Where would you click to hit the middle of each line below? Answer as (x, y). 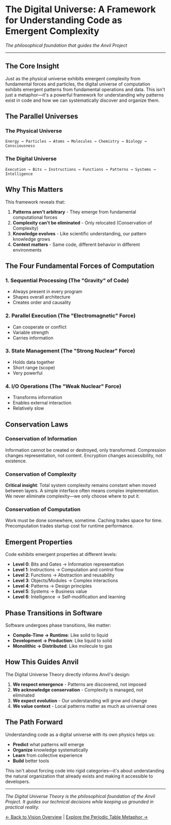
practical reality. (22, 807)
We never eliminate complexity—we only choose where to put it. (73, 496)
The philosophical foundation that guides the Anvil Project (66, 45)
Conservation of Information (41, 439)
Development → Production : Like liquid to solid (62, 641)
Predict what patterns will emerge (48, 744)
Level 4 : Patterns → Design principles (52, 586)
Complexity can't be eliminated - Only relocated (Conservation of (82, 222)
